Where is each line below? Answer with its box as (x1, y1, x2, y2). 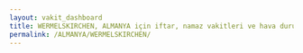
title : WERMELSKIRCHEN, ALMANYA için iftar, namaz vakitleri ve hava (9, 22, 277, 31)
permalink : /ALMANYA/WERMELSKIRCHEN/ (9, 30, 151, 39)
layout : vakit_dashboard (9, 13, 103, 22)
